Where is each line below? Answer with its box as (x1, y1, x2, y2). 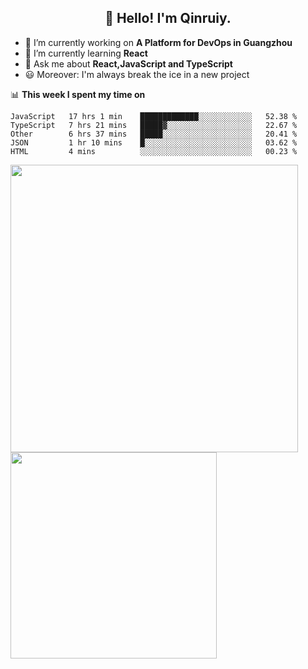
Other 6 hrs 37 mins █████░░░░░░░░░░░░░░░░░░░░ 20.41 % (10, 129, 298, 139)
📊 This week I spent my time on (10, 88, 146, 100)
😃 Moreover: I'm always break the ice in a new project (24, 68, 250, 80)
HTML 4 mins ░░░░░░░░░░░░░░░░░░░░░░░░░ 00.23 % (10, 146, 298, 156)
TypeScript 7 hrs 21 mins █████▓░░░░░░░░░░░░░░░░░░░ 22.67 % (10, 120, 298, 130)
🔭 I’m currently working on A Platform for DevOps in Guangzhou (24, 36, 293, 48)
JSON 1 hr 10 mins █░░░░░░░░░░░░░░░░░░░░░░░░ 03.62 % (10, 137, 298, 148)
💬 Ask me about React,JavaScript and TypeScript (24, 57, 233, 70)
